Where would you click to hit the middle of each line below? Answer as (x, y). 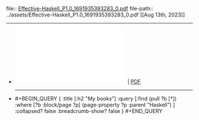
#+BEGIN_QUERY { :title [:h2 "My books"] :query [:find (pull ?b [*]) (96, 99)
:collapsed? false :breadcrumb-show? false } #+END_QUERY (89, 111)
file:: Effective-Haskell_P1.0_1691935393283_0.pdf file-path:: (80, 9)
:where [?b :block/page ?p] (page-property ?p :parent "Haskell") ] (95, 105)
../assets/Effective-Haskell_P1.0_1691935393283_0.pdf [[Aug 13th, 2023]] (96, 15)
